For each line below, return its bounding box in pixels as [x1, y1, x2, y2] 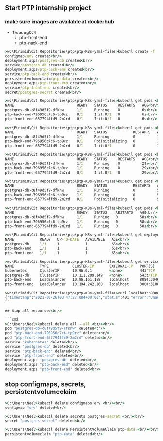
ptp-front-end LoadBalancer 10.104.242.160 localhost [5, 282, 130, 287]
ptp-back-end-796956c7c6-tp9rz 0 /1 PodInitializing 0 [5, 139, 136, 144]
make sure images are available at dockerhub [5, 18, 114, 25]
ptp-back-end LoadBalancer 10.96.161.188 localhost [5, 278, 130, 282]
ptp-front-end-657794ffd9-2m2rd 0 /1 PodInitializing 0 [5, 197, 136, 202]
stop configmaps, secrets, [5, 380, 86, 389]
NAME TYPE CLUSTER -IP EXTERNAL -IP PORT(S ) [5, 264, 155, 269]
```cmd [5, 317, 18, 322]
